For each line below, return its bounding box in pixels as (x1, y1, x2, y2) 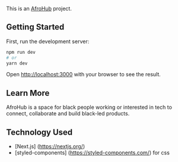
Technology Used (6, 127, 73, 137)
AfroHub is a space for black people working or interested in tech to (6, 103, 172, 111)
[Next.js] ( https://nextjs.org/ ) (14, 143, 85, 150)
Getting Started (6, 22, 65, 32)
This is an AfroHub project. (6, 5, 72, 12)
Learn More (6, 88, 50, 98)
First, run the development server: (6, 38, 90, 45)
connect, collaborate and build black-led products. (6, 110, 130, 117)
